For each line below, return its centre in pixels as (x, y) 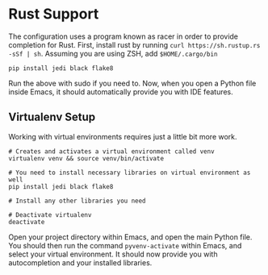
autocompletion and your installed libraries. (80, 262)
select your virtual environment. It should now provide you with (113, 254)
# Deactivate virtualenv (50, 215)
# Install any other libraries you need (77, 201)
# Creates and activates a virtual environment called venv (112, 151)
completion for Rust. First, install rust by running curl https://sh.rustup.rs (134, 44)
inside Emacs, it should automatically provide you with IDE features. (121, 92)
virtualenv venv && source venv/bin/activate (86, 158)
